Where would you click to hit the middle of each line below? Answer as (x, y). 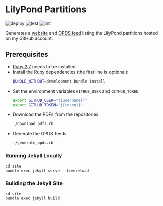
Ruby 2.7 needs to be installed (44, 66)
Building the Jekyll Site (34, 183)
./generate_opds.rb (33, 143)
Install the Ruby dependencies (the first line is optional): (70, 72)
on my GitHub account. (29, 38)
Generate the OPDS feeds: (40, 134)
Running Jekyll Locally (34, 156)
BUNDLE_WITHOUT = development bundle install (59, 81)
